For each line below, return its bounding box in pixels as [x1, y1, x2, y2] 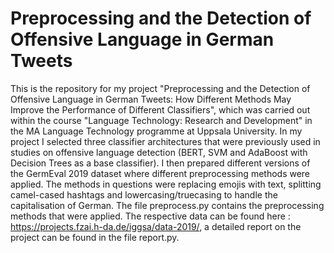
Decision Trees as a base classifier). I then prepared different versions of [10, 157, 311, 169]
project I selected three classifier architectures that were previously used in [10, 135, 321, 147]
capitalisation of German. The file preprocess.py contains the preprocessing [10, 199, 325, 211]
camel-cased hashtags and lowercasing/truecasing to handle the [10, 188, 278, 201]
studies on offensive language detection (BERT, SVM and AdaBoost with [10, 146, 308, 158]
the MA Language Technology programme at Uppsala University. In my [10, 125, 303, 137]
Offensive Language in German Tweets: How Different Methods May [10, 93, 292, 105]
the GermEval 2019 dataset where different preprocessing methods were [10, 167, 311, 179]
